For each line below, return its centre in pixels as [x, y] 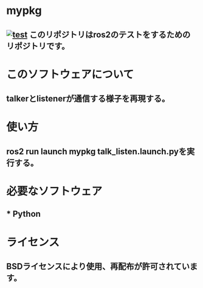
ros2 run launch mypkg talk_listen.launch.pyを [97, 151]
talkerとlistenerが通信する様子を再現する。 [88, 99]
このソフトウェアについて [70, 74]
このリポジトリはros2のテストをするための [110, 34]
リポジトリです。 [38, 46]
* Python [24, 214]
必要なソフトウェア [54, 191]
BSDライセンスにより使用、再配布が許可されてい [98, 266]
